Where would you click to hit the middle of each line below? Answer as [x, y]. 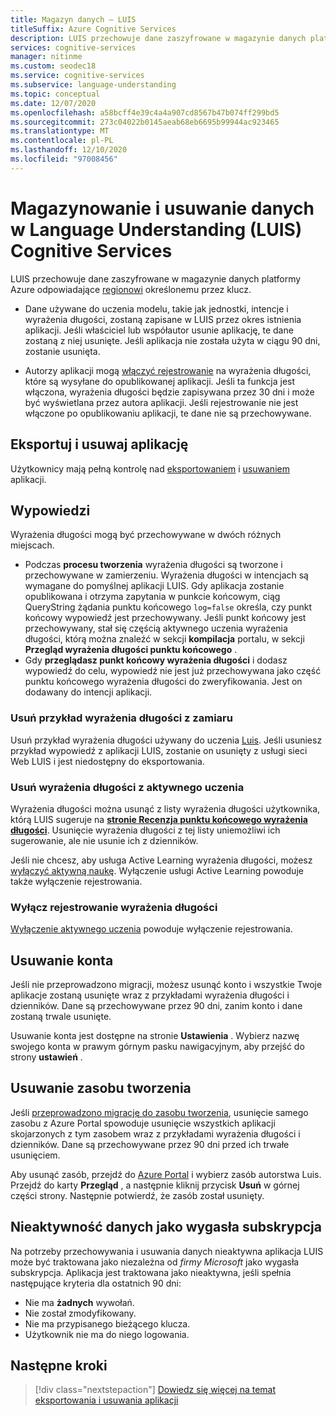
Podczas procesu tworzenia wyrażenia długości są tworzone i [153, 565]
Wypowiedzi [50, 510]
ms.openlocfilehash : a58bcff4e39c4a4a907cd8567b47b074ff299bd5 [145, 112]
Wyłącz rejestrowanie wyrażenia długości [114, 907]
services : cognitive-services [73, 47]
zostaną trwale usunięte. [61, 1017]
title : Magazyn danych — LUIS [73, 19]
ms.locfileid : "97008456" [64, 159]
